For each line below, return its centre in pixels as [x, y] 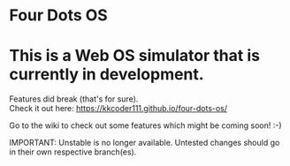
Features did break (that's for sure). [74, 99]
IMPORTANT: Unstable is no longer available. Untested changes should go [145, 143]
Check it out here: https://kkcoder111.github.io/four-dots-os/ [118, 109]
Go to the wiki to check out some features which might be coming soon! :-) [145, 125]
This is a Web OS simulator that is [135, 56]
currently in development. [107, 75]
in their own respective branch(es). [73, 152]
